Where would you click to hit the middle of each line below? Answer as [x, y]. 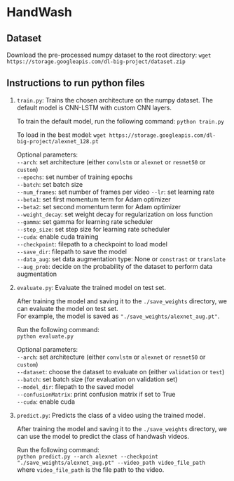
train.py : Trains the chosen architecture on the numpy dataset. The [115, 100]
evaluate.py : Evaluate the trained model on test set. [91, 287]
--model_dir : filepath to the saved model [75, 386]
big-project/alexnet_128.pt [57, 141]
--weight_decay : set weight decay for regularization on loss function [115, 214]
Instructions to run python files [76, 83]
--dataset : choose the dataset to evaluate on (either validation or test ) [121, 371]
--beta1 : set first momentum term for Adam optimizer [94, 199]
